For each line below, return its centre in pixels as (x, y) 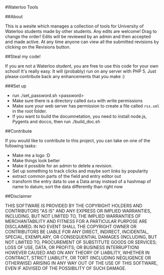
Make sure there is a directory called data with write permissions (77, 101)
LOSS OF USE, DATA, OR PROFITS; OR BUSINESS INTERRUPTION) (72, 247)
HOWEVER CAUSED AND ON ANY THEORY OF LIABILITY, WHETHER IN (78, 253)
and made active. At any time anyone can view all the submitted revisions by (82, 42)
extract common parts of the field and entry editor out (67, 176)
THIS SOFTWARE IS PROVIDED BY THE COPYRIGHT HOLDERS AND (74, 206)
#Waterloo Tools (22, 7)
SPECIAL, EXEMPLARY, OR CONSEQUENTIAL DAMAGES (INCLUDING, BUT (81, 237)
